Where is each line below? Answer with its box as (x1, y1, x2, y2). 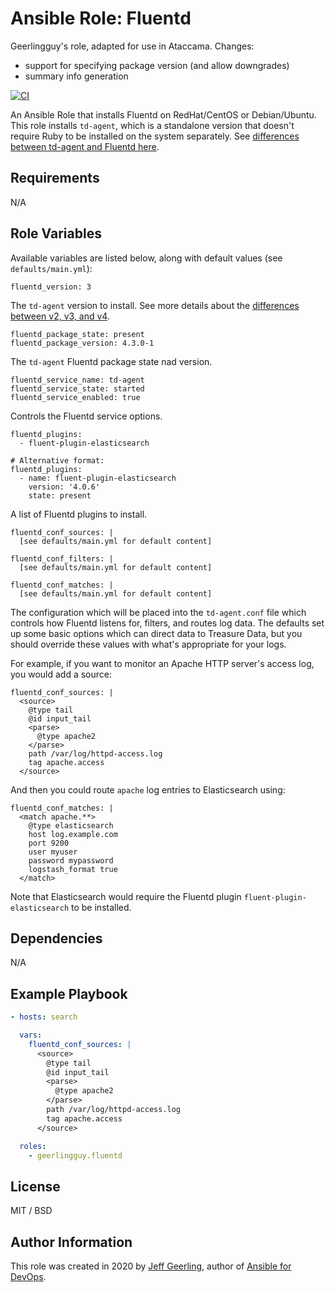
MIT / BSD (10, 1205, 53, 1217)
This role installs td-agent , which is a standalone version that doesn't (10, 119, 295, 131)
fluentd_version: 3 (10, 282, 92, 292)
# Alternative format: (10, 455, 105, 466)
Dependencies (10, 930, 103, 947)
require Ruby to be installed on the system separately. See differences (10, 130, 300, 142)
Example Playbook (10, 985, 128, 1002)
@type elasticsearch (28, 820, 114, 831)
